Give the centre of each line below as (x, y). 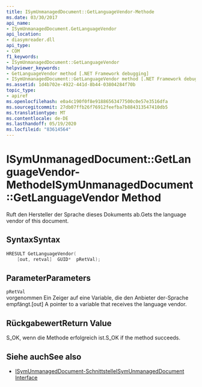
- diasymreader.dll (31, 40)
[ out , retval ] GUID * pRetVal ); (59, 259)
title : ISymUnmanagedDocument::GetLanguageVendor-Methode (80, 12)
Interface (26, 377)
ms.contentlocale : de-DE (37, 118)
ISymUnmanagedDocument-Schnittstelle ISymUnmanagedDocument (99, 371)
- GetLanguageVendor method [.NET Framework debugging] (78, 74)
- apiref (17, 96)
